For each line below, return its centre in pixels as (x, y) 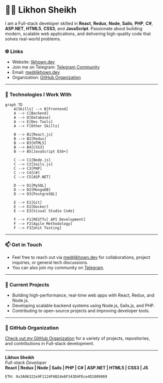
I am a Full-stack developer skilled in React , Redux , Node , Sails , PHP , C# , (79, 23)
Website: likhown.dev (33, 62)
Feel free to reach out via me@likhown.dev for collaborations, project (81, 257)
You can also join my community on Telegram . (58, 267)
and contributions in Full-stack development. (50, 344)
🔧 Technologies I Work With (38, 95)
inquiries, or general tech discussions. (50, 262)
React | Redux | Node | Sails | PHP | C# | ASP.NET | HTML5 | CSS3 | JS (77, 368)
